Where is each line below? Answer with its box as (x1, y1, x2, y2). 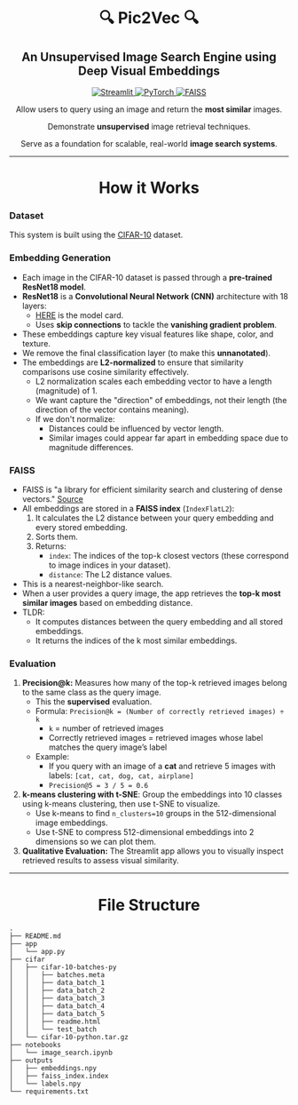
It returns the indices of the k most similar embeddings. (35, 635, 238, 646)
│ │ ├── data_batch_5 (9, 1010, 105, 1019)
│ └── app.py (9, 948, 66, 957)
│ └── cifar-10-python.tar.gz (9, 1033, 129, 1042)
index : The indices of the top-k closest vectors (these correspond (48, 551, 289, 561)
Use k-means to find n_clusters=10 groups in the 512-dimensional (35, 808, 277, 819)
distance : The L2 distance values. (48, 569, 173, 580)
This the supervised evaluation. (35, 696, 153, 707)
